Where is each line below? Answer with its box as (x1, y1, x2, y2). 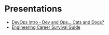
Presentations (4, 3, 62, 14)
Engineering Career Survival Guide (11, 24, 81, 30)
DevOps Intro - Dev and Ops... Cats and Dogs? (11, 19, 104, 25)
